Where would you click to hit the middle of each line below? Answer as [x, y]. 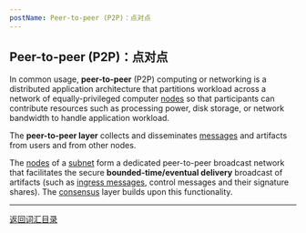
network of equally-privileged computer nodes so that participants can [142, 99]
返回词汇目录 [33, 219]
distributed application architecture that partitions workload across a [138, 89]
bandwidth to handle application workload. [90, 118]
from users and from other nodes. [73, 146]
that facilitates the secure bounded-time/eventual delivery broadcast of [146, 173]
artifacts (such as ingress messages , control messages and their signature [149, 182]
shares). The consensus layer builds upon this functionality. [121, 192]
